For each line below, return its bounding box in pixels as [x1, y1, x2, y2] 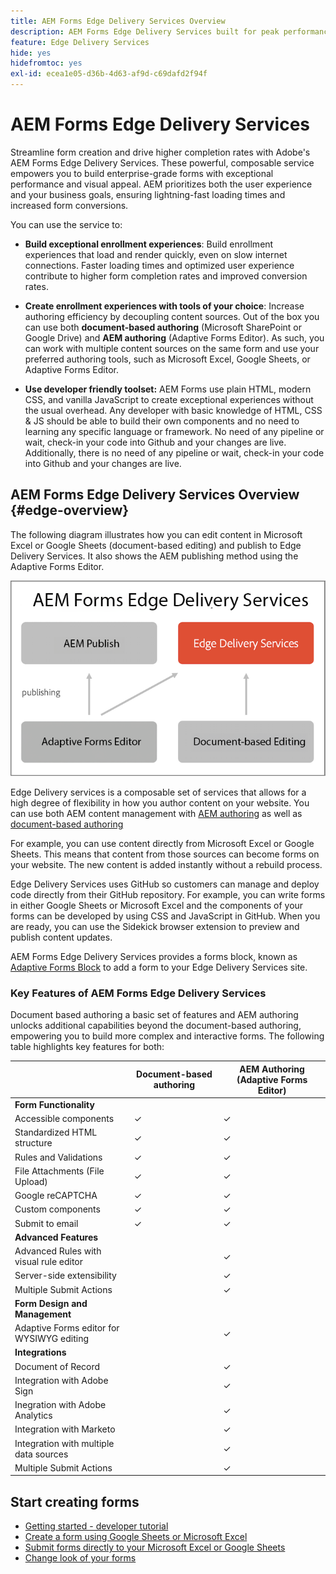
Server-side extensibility [14, 1270, 117, 1282]
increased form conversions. [10, 199, 129, 211]
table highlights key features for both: [10, 1041, 165, 1053]
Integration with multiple [14, 1437, 115, 1449]
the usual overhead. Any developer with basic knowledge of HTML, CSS [24, 404, 323, 416]
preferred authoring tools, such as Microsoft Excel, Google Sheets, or [24, 353, 311, 365]
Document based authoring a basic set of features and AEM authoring [10, 1009, 299, 1021]
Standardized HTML [14, 1126, 98, 1139]
